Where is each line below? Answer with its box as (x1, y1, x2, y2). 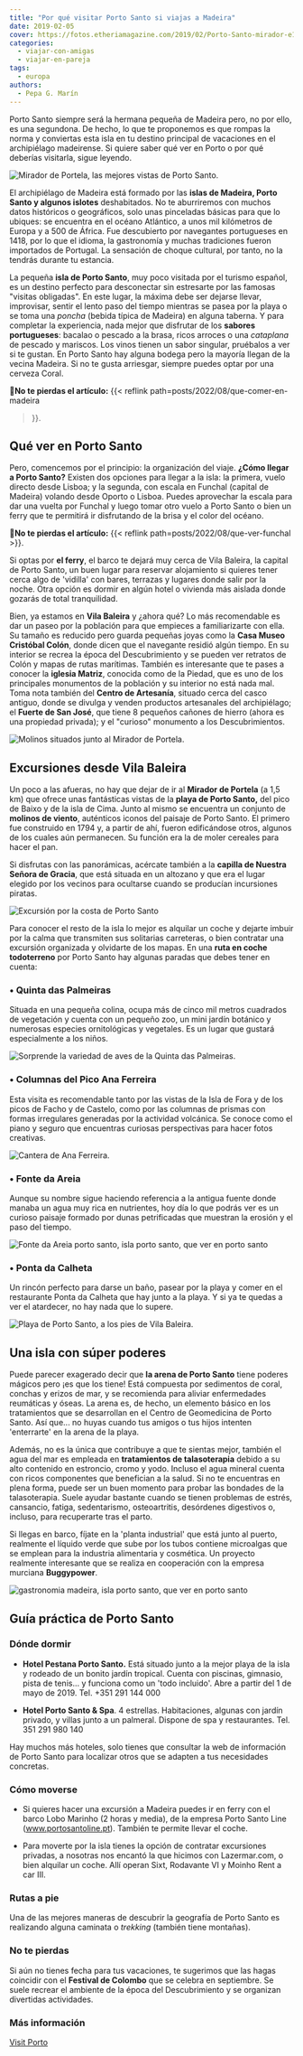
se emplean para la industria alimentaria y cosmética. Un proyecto (9, 1548, 255, 1559)
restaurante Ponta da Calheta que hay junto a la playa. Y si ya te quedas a (9, 1292, 283, 1303)
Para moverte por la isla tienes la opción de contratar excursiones (22, 1840, 267, 1852)
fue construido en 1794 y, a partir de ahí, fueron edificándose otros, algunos (9, 823, 292, 834)
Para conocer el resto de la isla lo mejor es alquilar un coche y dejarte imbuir (9, 923, 294, 934)
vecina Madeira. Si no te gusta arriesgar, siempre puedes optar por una (9, 358, 274, 369)
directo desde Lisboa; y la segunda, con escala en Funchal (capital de (9, 481, 269, 492)
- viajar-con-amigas (17, 47, 95, 56)
